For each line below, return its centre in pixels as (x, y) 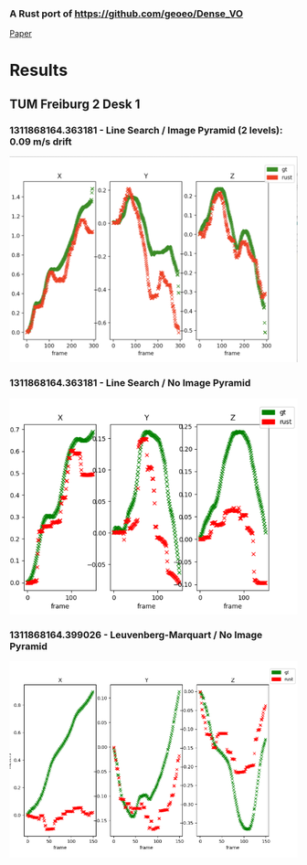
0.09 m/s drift (41, 142)
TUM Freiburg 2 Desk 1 (75, 104)
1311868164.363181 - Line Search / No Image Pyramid (130, 383)
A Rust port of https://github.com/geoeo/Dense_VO (127, 14)
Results (39, 70)
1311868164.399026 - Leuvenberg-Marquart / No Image (136, 635)
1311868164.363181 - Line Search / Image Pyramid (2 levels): (146, 130)
